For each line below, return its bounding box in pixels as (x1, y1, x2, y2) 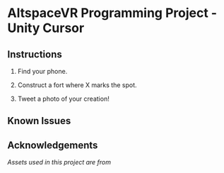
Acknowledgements (7, 139, 98, 151)
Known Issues (7, 115, 71, 127)
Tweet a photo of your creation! (17, 94, 110, 103)
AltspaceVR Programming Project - (7, 5, 218, 21)
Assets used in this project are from (7, 158, 112, 167)
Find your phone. (17, 67, 68, 75)
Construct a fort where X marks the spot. (17, 81, 137, 89)
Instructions (7, 48, 62, 60)
